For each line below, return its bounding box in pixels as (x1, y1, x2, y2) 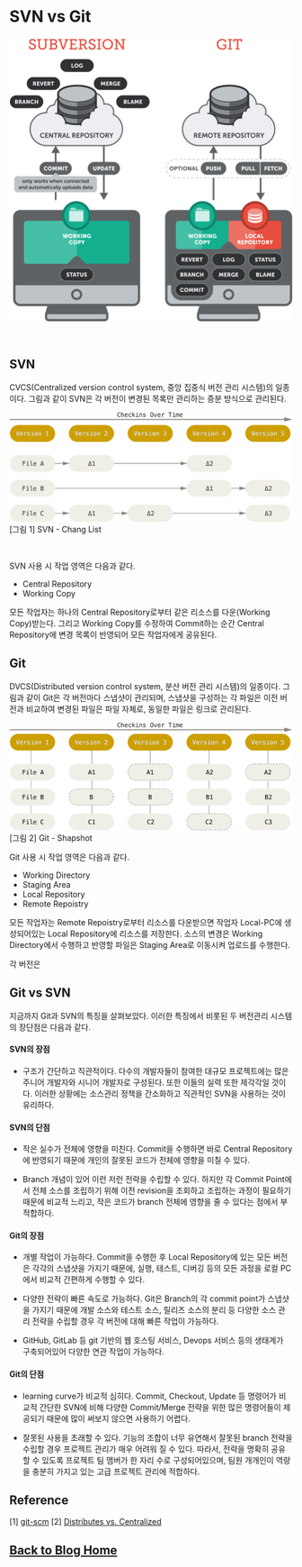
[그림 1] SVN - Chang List (9, 524, 102, 535)
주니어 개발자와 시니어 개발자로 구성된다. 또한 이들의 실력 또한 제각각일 (22, 1077, 270, 1088)
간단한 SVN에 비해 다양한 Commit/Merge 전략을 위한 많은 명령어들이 (39, 1401, 281, 1412)
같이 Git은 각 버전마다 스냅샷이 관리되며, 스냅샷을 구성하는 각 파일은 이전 (25, 692, 279, 703)
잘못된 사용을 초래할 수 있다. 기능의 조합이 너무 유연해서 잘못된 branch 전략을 (22, 1432, 293, 1443)
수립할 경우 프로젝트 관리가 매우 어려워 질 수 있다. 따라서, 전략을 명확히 (22, 1444, 270, 1454)
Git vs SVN (9, 985, 71, 1001)
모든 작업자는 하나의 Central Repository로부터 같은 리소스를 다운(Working (9, 606, 271, 618)
